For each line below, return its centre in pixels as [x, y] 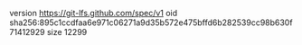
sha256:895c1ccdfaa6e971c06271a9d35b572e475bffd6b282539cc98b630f [151, 22]
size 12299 [67, 32]
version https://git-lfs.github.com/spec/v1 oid [94, 13]
